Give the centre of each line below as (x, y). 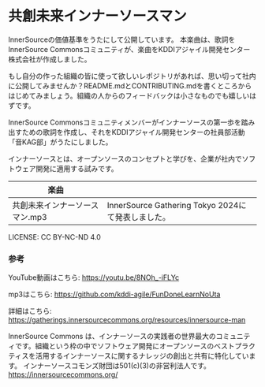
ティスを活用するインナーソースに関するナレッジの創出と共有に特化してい (129, 356)
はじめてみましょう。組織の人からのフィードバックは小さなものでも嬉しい (129, 95)
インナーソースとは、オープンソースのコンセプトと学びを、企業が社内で (125, 158)
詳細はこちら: (30, 311)
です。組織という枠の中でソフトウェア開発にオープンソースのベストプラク (135, 346)
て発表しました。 (139, 217)
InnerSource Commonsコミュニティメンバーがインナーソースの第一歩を (125, 122)
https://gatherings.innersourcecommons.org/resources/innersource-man (127, 320)
